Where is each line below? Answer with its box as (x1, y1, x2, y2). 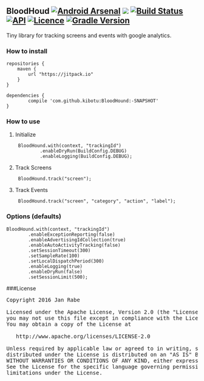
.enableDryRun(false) (28, 269, 83, 275)
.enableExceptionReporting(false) (28, 232, 115, 238)
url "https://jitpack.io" (28, 71, 94, 78)
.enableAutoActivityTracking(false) (28, 242, 121, 248)
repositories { (6, 61, 45, 67)
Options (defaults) (6, 212, 62, 221)
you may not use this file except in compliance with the (6, 314, 183, 321)
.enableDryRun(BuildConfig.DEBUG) (39, 148, 127, 154)
